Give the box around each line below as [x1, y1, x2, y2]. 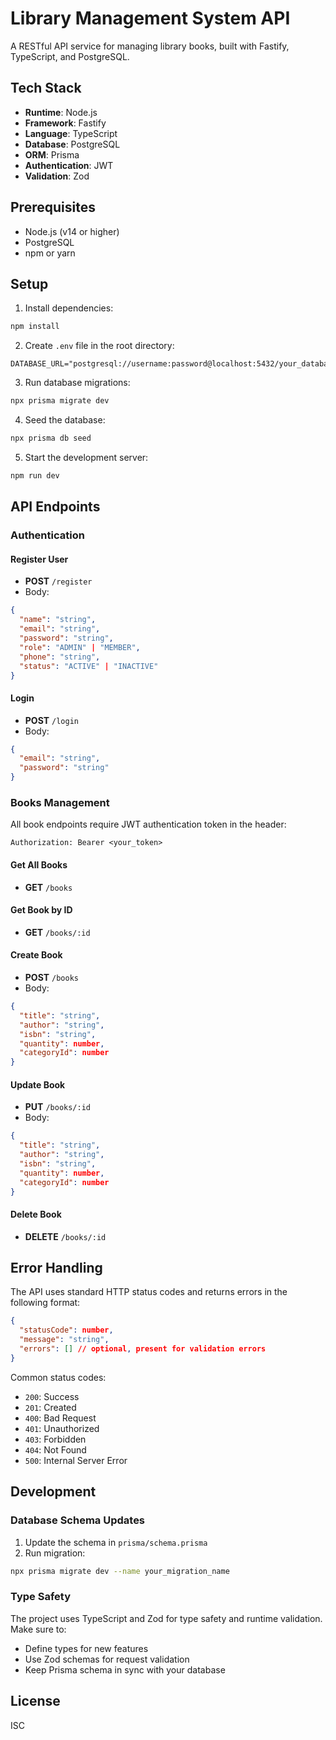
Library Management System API [10, 7, 291, 30]
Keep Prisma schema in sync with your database [24, 1663, 226, 1676]
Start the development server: [24, 452, 149, 463]
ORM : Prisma [24, 148, 80, 161]
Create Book [10, 949, 63, 961]
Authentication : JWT [24, 159, 114, 171]
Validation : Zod [24, 170, 90, 182]
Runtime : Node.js [24, 106, 98, 118]
